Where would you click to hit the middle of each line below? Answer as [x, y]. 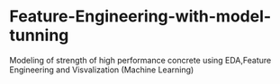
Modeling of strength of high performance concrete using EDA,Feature [140, 60]
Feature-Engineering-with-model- [140, 17]
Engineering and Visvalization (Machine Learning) [102, 70]
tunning [39, 35]
